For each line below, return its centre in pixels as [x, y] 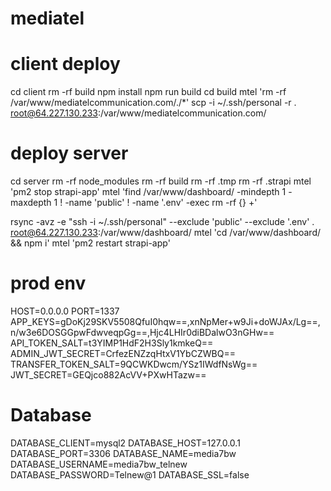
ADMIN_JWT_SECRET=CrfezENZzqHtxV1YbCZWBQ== [123, 353]
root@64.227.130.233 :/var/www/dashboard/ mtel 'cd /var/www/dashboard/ [166, 233]
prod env [48, 283]
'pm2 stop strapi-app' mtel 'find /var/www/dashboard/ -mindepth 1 [148, 192]
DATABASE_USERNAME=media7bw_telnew [99, 464]
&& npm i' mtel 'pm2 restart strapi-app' [90, 243]
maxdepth [31, 203]
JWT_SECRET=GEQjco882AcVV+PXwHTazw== [108, 375]
